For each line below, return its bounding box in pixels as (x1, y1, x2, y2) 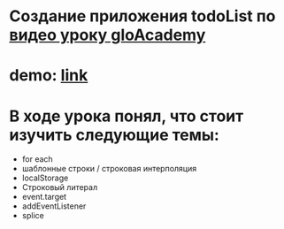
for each (21, 154, 53, 164)
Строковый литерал (21, 182, 98, 193)
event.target (21, 192, 67, 202)
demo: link (9, 65, 88, 86)
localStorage (21, 172, 69, 183)
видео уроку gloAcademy (9, 25, 206, 45)
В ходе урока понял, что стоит (9, 106, 244, 126)
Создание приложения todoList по (9, 6, 276, 27)
